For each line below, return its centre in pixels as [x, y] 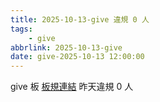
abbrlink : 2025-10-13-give [66, 47]
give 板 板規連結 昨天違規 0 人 [72, 87]
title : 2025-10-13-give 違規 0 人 [80, 19]
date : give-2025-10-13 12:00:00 [77, 57]
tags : [21, 29]
